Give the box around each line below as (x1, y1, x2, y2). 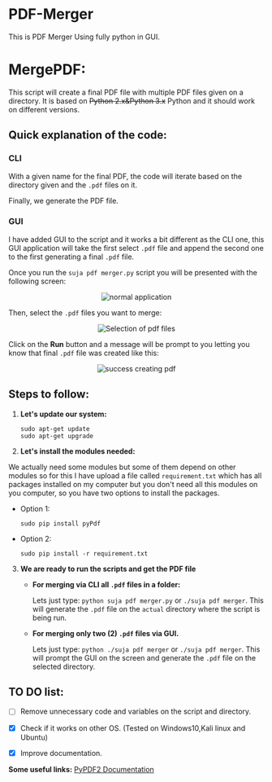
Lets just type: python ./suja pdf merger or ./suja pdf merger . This (32, 644, 261, 654)
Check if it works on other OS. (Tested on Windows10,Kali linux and (19, 723, 246, 733)
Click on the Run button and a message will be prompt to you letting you (8, 339, 250, 349)
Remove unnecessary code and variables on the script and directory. (19, 706, 252, 717)
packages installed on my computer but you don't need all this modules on (8, 479, 258, 489)
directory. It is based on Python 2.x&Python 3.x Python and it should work (8, 95, 256, 106)
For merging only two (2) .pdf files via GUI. (32, 628, 179, 638)
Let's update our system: (19, 409, 107, 419)
